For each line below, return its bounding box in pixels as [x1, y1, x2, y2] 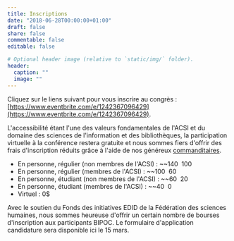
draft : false [7, 23, 46, 30]
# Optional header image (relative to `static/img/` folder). [7, 56, 194, 63]
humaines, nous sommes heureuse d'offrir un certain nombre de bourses [7, 211, 220, 219]
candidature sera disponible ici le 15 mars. [7, 225, 130, 234]
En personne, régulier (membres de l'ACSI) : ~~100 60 [17, 167, 177, 175]
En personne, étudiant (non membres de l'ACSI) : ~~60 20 [17, 174, 188, 183]
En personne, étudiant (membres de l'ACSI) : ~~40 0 [17, 182, 172, 190]
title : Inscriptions [7, 10, 68, 18]
